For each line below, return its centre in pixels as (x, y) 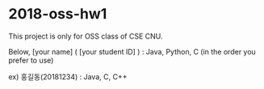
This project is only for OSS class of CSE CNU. (86, 36)
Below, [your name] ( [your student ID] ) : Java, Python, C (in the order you (132, 51)
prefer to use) (31, 60)
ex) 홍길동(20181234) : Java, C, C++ (68, 76)
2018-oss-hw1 (58, 14)
